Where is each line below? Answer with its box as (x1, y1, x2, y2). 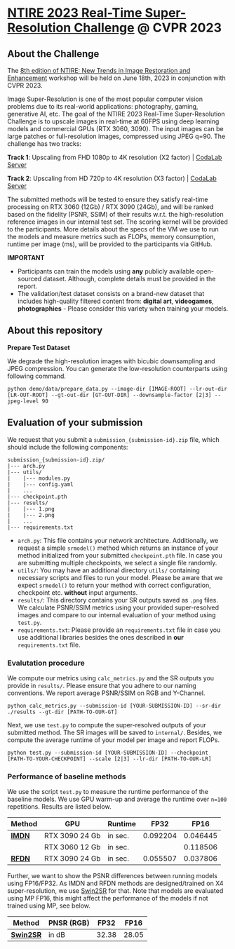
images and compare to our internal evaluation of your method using (17, 610, 216, 619)
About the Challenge (7, 48, 100, 60)
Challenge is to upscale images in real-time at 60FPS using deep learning (7, 117, 220, 126)
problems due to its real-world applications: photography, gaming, (7, 102, 199, 110)
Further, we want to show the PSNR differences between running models (7, 872, 217, 880)
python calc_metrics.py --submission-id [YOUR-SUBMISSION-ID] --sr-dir (7, 702, 221, 709)
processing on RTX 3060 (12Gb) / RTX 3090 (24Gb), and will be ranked (7, 203, 214, 211)
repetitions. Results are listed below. (7, 802, 112, 811)
